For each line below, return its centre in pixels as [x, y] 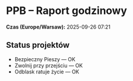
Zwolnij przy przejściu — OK [48, 65]
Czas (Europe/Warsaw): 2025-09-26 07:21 [58, 27]
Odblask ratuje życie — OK [47, 72]
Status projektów [38, 45]
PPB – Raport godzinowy [66, 11]
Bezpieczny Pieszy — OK [45, 59]
